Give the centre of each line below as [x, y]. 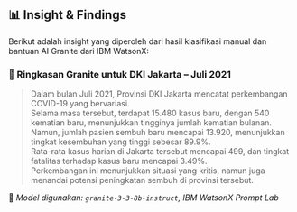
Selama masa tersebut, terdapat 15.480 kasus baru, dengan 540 [150, 113]
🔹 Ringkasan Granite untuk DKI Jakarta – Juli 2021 [120, 74]
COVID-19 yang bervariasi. [80, 104]
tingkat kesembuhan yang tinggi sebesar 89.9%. [121, 142]
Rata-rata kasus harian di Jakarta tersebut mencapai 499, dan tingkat [160, 152]
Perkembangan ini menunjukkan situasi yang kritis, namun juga [148, 171]
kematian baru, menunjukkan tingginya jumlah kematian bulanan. [151, 123]
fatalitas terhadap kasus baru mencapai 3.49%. [119, 161]
